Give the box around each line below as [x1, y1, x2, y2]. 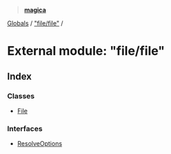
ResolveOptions [17, 140, 63, 148]
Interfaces [7, 124, 43, 133]
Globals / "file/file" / [7, 19, 63, 27]
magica [23, 6, 46, 14]
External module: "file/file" [7, 43, 165, 59]
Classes [7, 91, 35, 100]
